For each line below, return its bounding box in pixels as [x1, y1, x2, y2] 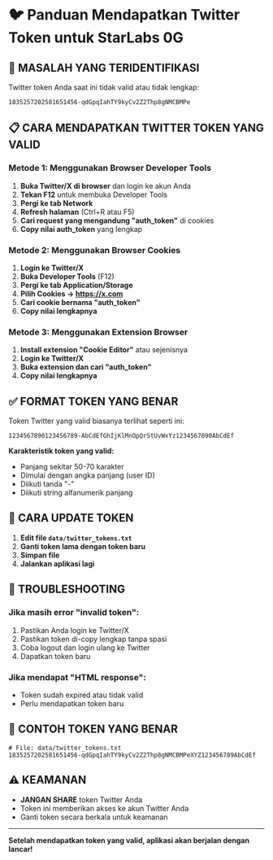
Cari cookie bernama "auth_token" [19, 297, 141, 307]
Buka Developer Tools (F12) [19, 271, 115, 281]
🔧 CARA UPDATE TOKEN [8, 511, 134, 525]
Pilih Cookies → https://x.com [19, 289, 123, 299]
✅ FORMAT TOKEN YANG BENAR [8, 395, 179, 408]
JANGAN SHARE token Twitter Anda [19, 794, 143, 805]
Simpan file [19, 550, 60, 560]
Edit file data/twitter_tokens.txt [19, 533, 132, 543]
